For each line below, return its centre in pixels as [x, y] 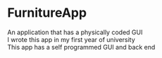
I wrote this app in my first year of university [71, 39]
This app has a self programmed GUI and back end [81, 47]
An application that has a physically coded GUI [75, 32]
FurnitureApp [47, 13]
